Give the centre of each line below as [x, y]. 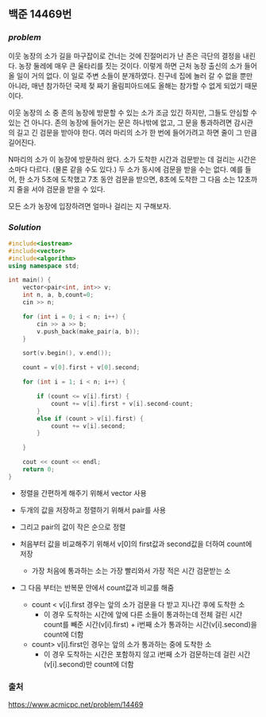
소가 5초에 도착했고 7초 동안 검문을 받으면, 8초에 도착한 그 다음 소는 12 [135, 179]
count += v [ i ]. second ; [88, 426]
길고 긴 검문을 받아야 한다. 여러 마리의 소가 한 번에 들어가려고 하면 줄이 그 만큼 [137, 132]
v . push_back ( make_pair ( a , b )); [89, 331]
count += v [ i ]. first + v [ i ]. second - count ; [122, 403]
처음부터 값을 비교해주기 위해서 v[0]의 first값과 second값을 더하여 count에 [136, 544]
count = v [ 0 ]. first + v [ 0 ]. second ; [81, 368]
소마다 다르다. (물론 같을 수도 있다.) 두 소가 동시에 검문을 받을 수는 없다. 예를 [126, 169]
